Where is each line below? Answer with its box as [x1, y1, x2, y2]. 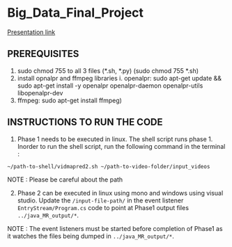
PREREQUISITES [7, 48, 79, 60]
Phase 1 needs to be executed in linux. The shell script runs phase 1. [17, 134, 213, 143]
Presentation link [7, 28, 56, 36]
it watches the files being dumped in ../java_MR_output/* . [7, 232, 174, 240]
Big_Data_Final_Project [7, 5, 144, 21]
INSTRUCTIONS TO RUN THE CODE [7, 116, 163, 128]
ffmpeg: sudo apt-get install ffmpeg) [17, 96, 122, 104]
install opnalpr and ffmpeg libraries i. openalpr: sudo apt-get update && [17, 74, 222, 82]
